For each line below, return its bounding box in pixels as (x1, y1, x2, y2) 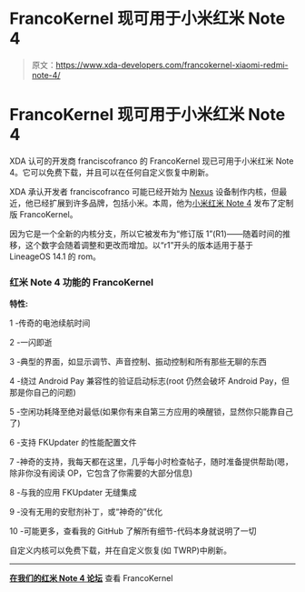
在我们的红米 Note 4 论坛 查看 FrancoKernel (9, 573, 173, 584)
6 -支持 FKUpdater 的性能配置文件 (9, 437, 137, 448)
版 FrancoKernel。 (9, 208, 78, 219)
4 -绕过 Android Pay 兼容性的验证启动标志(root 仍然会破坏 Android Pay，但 (9, 376, 290, 386)
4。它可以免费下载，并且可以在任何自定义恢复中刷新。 (9, 166, 214, 177)
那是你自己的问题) (9, 387, 77, 398)
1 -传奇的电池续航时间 (9, 317, 91, 328)
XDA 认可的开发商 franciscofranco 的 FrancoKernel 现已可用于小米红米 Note (9, 156, 294, 166)
